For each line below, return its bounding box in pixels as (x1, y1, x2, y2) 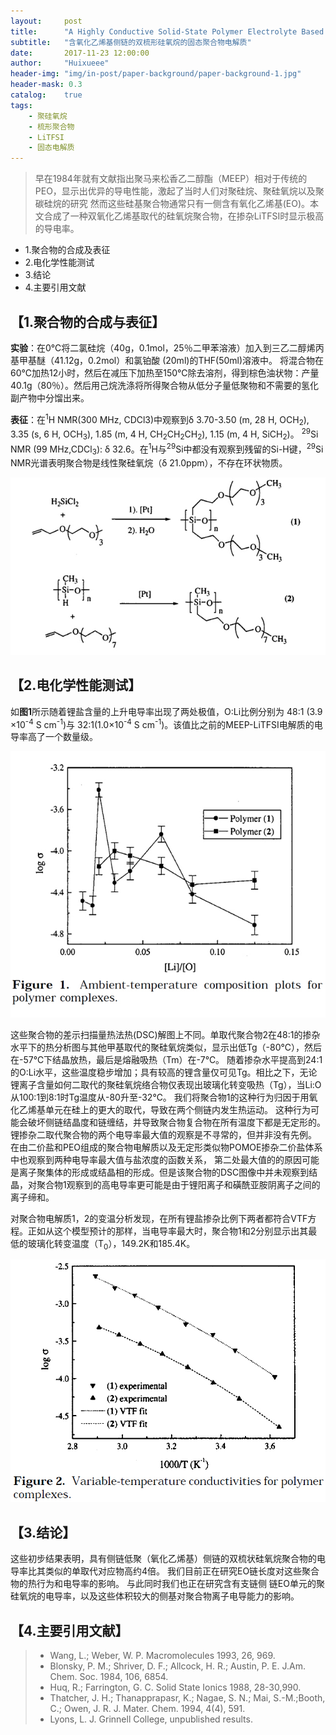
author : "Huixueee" (10, 58, 110, 69)
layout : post (10, 16, 83, 26)
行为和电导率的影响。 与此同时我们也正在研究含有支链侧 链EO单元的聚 (36, 1578, 325, 1590)
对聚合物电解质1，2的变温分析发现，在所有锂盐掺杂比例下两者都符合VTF (10, 1212, 308, 1224)
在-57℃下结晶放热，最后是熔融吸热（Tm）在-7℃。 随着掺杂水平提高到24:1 (10, 1053, 323, 1065)
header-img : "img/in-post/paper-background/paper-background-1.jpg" (10, 69, 302, 79)
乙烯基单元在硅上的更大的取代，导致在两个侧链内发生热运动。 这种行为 (18, 1103, 311, 1115)
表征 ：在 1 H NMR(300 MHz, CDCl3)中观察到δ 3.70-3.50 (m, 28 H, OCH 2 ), (10, 411, 310, 428)
